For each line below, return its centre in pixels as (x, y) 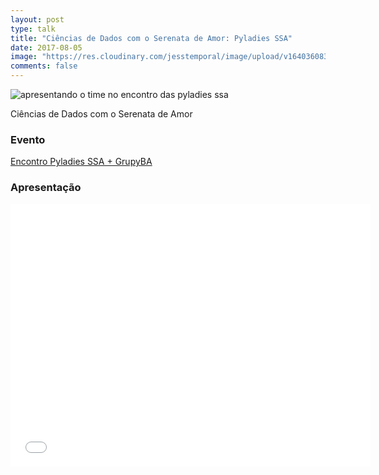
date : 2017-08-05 (46, 47)
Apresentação (46, 188)
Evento (28, 139)
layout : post (37, 19)
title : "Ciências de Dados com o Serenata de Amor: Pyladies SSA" (151, 38)
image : (24, 57)
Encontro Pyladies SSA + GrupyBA (81, 162)
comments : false (44, 66)
